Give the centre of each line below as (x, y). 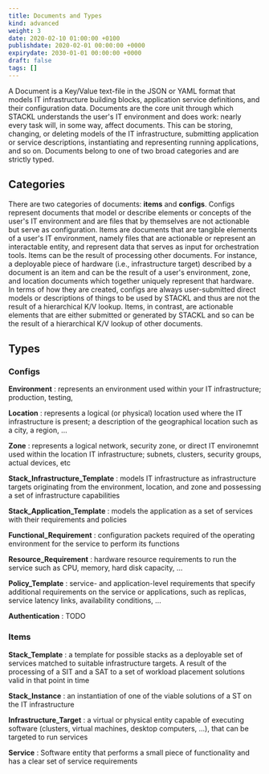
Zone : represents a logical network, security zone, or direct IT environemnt (134, 446)
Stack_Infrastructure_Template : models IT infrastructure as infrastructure (132, 478)
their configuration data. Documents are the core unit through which (121, 108)
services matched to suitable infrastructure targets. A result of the (118, 663)
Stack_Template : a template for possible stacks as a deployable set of (126, 654)
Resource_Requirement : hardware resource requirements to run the (122, 559)
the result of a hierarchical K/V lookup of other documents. (106, 323)
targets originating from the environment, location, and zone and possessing (135, 487)
